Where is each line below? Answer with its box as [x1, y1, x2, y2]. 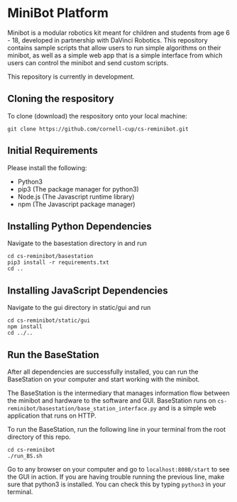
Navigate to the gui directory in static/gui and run [7, 303, 151, 312]
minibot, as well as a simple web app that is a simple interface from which [7, 51, 223, 60]
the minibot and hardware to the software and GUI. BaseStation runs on [7, 396, 216, 405]
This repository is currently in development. [7, 72, 135, 81]
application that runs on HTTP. [7, 411, 97, 420]
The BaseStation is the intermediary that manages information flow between [7, 389, 231, 397]
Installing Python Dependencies [7, 220, 153, 232]
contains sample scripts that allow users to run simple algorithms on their [7, 43, 221, 52]
